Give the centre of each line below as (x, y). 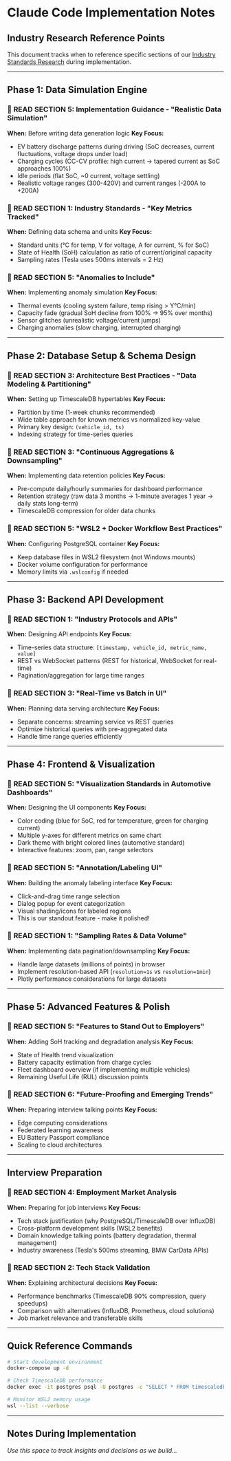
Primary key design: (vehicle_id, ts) (71, 426)
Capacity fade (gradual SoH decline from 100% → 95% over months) (115, 313)
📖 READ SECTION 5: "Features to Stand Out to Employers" (106, 1026)
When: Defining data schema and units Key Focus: (80, 231)
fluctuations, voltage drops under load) (73, 153)
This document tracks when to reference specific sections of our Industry (111, 54)
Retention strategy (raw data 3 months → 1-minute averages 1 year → (115, 496)
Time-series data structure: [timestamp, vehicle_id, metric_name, (112, 647)
